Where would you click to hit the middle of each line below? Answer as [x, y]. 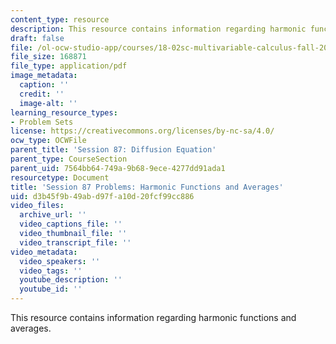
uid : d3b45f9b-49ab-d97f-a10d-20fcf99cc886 [102, 196]
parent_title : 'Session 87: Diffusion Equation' [113, 150]
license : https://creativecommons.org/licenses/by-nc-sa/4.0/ [142, 131]
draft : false [37, 38]
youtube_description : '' [71, 280]
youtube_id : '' [51, 289]
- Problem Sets [42, 122]
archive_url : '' [53, 215]
